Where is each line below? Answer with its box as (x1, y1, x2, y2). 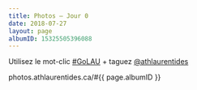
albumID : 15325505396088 (8, 34, 92, 43)
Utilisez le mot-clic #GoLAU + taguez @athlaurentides (8, 57, 189, 66)
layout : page (8, 27, 53, 35)
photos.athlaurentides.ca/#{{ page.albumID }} (8, 72, 161, 82)
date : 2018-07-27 (8, 19, 67, 28)
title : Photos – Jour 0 (8, 11, 89, 20)
